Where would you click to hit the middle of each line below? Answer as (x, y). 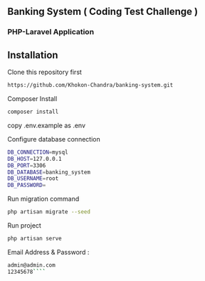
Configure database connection (54, 139)
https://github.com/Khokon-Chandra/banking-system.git (90, 85)
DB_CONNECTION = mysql (38, 152)
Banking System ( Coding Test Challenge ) (102, 12)
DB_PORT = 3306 (27, 165)
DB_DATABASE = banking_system (49, 172)
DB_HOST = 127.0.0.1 (35, 159)
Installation (33, 55)
